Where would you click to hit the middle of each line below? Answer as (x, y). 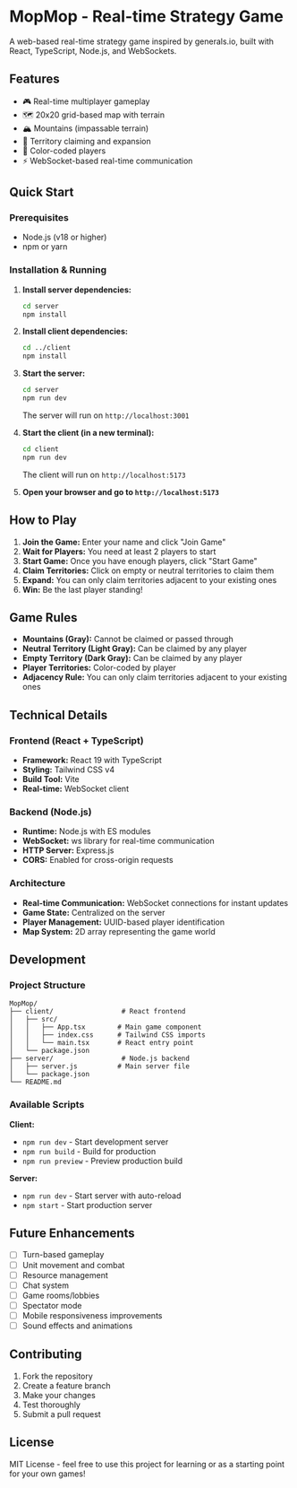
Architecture (38, 883)
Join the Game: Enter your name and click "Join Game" (124, 542)
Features (34, 79)
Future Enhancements (72, 1234)
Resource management (65, 1275)
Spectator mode (52, 1305)
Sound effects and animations (77, 1326)
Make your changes (59, 1395)
